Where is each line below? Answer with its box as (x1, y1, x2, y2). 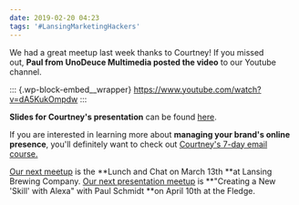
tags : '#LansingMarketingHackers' (9, 22, 141, 31)
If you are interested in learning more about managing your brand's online (9, 128, 291, 139)
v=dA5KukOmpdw (9, 93, 78, 105)
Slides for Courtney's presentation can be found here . (9, 111, 217, 122)
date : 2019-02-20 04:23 (9, 13, 100, 23)
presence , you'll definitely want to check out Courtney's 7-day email (9, 138, 268, 149)
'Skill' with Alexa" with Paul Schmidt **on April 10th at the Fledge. (9, 185, 255, 196)
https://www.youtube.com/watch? (133, 84, 262, 95)
